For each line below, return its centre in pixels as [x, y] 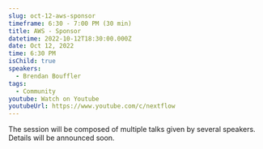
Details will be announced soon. [62, 138]
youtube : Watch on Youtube [54, 99]
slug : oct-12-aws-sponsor [52, 16]
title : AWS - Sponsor [45, 31]
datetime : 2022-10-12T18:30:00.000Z [70, 38]
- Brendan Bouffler [49, 76]
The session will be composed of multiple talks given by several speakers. [132, 130]
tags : [17, 83]
